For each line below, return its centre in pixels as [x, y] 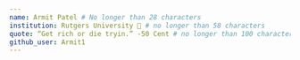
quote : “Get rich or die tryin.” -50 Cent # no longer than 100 [131, 34]
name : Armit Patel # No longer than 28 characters [105, 17]
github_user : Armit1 [48, 42]
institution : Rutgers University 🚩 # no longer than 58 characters [137, 26]
